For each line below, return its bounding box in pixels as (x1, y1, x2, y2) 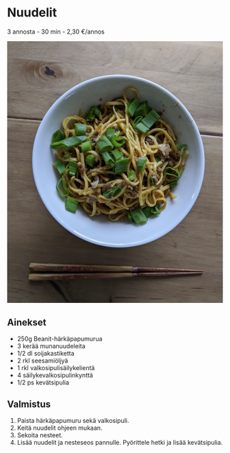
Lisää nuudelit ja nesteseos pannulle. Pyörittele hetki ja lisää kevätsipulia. (16, 439, 223, 447)
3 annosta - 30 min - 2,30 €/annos (7, 27, 105, 36)
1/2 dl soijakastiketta (16, 350, 75, 358)
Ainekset (7, 317, 47, 328)
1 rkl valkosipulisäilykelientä (16, 364, 95, 372)
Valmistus (7, 398, 51, 410)
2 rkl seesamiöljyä (16, 356, 68, 365)
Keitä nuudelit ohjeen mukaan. (16, 424, 103, 432)
